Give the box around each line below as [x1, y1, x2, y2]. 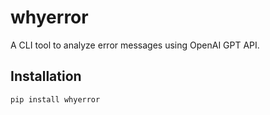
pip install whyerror [10, 94, 101, 105]
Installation [10, 68, 82, 85]
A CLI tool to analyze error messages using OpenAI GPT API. [10, 39, 260, 51]
